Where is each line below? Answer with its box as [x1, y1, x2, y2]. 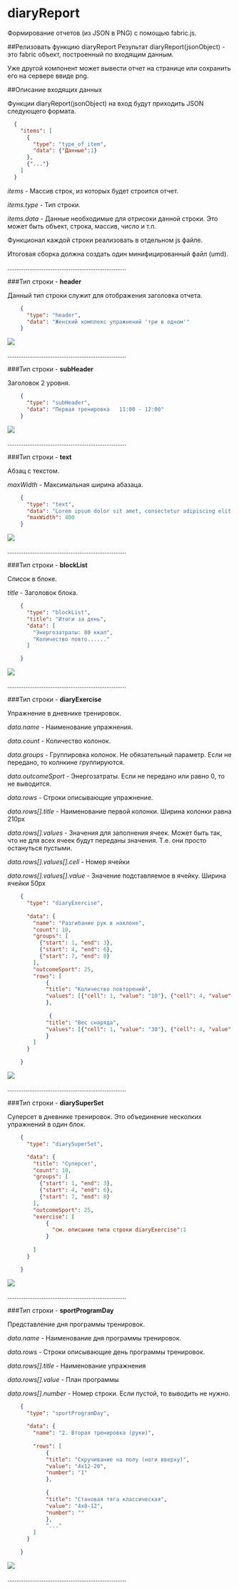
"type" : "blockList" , [26, 609, 91, 616]
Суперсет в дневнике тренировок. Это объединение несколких [7, 1113, 202, 1121]
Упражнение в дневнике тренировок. [7, 709, 121, 718]
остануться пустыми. [7, 844, 73, 853]
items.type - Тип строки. [7, 200, 81, 209]
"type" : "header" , [26, 311, 81, 319]
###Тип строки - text [7, 452, 72, 461]
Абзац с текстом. [7, 466, 60, 475]
